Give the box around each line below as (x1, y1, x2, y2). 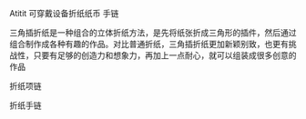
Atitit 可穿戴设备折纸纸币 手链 (9, 8, 119, 18)
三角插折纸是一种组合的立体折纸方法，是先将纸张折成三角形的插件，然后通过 (9, 27, 297, 38)
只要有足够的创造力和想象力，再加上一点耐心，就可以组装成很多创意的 (33, 50, 297, 61)
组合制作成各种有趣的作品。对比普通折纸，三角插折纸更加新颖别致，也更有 (9, 39, 289, 49)
